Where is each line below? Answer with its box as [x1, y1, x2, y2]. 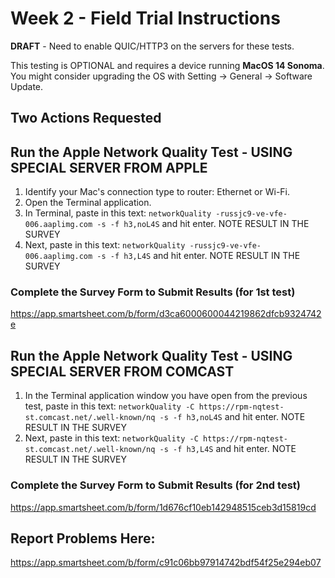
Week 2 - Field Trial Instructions [10, 7, 281, 30]
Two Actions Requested [10, 110, 162, 127]
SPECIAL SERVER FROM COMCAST [10, 363, 235, 380]
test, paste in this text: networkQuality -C [24, 400, 195, 412]
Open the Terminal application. [24, 197, 152, 209]
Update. [10, 80, 44, 92]
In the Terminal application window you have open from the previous [24, 390, 308, 402]
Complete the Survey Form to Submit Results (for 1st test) [10, 285, 296, 299]
